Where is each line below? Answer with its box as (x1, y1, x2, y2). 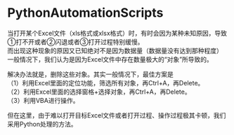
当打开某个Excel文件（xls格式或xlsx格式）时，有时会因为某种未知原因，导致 (7, 29, 227, 37)
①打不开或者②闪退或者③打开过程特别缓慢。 (7, 37, 144, 46)
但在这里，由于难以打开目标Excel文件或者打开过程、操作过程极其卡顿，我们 (7, 111, 226, 120)
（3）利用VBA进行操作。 (7, 96, 79, 104)
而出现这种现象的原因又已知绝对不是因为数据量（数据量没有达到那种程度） (7, 46, 223, 55)
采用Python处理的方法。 (7, 120, 77, 128)
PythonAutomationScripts (7, 5, 164, 21)
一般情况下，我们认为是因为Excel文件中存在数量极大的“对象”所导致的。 (7, 55, 213, 64)
